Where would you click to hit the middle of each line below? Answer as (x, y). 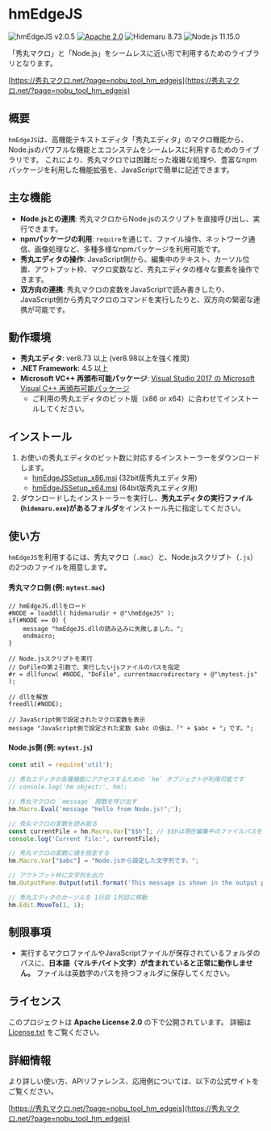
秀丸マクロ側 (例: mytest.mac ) (57, 587)
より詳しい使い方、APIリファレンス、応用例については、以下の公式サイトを (134, 1081)
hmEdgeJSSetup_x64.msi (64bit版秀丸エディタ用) (115, 488)
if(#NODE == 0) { (38, 620)
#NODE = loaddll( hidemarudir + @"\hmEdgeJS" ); (92, 614)
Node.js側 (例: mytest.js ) (51, 747)
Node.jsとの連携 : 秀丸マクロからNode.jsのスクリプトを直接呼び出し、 (136, 218)
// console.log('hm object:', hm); (68, 787)
